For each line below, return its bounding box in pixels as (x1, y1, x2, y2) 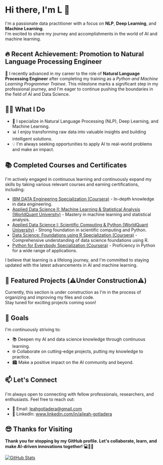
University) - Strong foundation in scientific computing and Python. (12, 227, 147, 233)
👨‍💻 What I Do (5, 105, 45, 114)
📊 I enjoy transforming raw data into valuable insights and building (12, 129, 146, 135)
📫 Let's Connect (5, 376, 57, 384)
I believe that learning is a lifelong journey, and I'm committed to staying (5, 257, 149, 263)
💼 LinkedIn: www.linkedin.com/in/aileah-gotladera (12, 411, 112, 417)
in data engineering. (12, 201, 53, 207)
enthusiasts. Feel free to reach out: (5, 396, 75, 402)
